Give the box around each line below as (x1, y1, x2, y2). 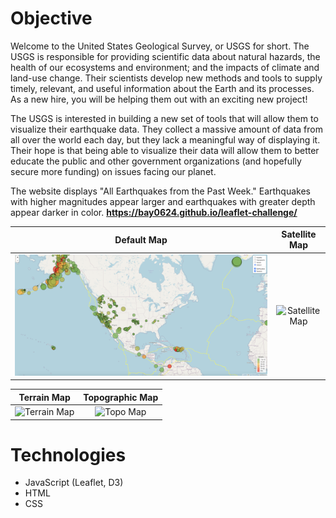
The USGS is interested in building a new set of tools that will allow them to (10, 112, 319, 124)
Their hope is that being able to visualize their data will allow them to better (10, 144, 320, 156)
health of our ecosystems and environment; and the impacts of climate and (10, 61, 320, 73)
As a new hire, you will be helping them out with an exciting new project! (10, 93, 308, 105)
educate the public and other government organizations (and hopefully (10, 155, 302, 167)
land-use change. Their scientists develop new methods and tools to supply (10, 72, 323, 84)
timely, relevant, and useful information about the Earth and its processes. (10, 82, 315, 94)
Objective (10, 7, 93, 30)
